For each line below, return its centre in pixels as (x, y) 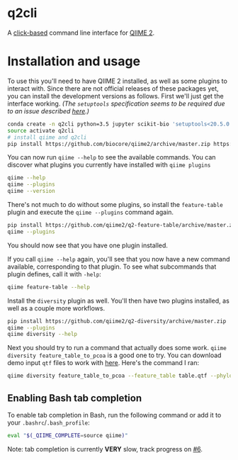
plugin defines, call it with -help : (54, 274)
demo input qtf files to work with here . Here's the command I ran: (103, 363)
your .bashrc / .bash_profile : (49, 422)
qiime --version (31, 191)
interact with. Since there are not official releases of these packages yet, (113, 88)
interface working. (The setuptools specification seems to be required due (116, 103)
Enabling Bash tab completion (75, 398)
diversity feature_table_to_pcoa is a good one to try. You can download (114, 355)
